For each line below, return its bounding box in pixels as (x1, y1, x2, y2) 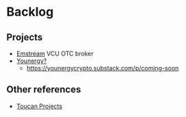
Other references (6, 83, 81, 96)
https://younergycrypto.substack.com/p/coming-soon (26, 64, 179, 72)
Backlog (6, 4, 54, 20)
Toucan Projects (16, 102, 63, 110)
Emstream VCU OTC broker (16, 49, 94, 57)
